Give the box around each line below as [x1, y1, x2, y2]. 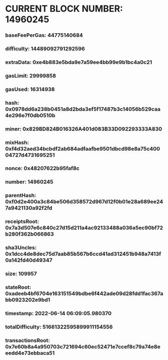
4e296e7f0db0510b [5, 112, 56, 119]
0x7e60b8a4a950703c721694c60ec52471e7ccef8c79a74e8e [5, 343, 160, 350]
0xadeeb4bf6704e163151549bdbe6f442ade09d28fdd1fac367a [5, 290, 163, 297]
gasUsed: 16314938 [5, 86, 55, 93]
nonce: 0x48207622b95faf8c [5, 165, 80, 172]
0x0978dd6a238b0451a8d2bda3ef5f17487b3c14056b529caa [5, 105, 161, 112]
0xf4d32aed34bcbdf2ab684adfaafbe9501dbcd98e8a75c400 [5, 145, 160, 152]
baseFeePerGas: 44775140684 [5, 32, 83, 39]
